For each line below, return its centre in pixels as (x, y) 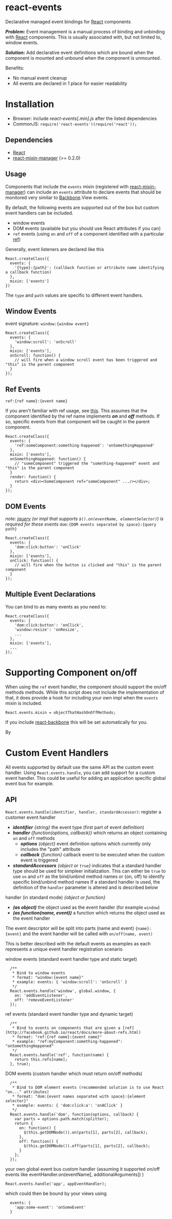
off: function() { (39, 1142)
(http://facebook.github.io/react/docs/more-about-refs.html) (73, 1033)
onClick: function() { (34, 560)
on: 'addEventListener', (41, 996)
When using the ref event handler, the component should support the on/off (86, 687)
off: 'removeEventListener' (44, 1000)
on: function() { (37, 1128)
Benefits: (15, 68)
